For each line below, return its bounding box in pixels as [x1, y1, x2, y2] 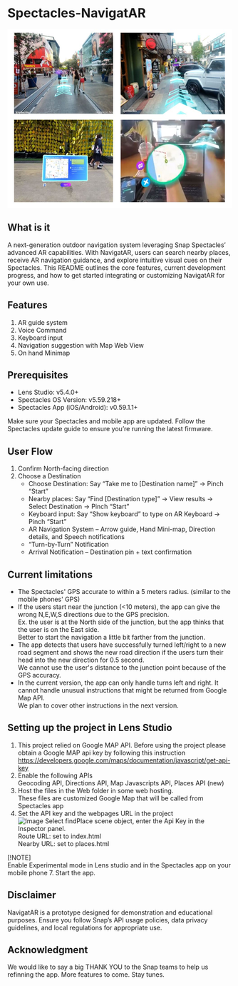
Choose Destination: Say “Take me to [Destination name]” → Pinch [28, 480, 224, 488]
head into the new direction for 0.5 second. [17, 655, 145, 664]
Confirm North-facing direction [17, 464, 109, 473]
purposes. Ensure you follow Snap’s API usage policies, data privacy [7, 915, 208, 924]
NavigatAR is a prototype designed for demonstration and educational [7, 908, 213, 917]
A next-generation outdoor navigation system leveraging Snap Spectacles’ [7, 241, 226, 249]
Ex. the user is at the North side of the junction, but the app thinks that [17, 618, 224, 626]
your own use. [7, 278, 50, 287]
